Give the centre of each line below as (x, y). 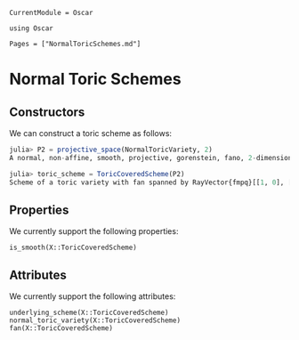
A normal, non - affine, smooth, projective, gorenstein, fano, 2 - (133, 158)
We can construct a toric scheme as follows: (90, 133)
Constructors (47, 112)
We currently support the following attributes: (93, 296)
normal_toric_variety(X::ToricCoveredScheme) (95, 320)
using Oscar (31, 28)
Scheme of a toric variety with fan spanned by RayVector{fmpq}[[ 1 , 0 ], (147, 182)
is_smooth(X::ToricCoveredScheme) (73, 248)
